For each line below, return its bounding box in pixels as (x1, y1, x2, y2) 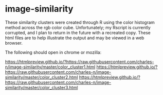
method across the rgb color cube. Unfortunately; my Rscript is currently (5, 24, 151, 30)
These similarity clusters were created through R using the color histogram (5, 19, 155, 25)
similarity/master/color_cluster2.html (5, 74, 78, 80)
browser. (5, 40, 23, 46)
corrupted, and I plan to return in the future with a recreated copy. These (5, 30, 151, 35)
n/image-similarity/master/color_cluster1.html (5, 64, 96, 70)
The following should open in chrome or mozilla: (5, 49, 102, 55)
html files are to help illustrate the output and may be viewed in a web (5, 35, 145, 41)
